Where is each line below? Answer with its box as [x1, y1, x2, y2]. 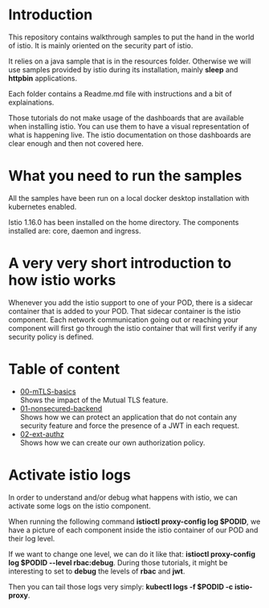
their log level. [8, 533, 55, 543]
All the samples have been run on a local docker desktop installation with [8, 193, 250, 202]
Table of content [8, 360, 120, 378]
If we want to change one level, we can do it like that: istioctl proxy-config [8, 549, 255, 559]
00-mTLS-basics [19, 386, 76, 396]
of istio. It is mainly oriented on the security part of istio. [8, 40, 194, 50]
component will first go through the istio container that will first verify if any [8, 323, 258, 333]
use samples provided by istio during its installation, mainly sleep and [8, 64, 238, 74]
